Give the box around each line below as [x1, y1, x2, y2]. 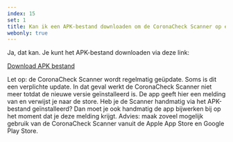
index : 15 [7, 10, 36, 17]
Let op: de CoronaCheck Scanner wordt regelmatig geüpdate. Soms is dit [7, 76, 217, 84]
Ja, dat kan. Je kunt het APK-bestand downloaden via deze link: [7, 48, 189, 57]
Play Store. [7, 127, 38, 135]
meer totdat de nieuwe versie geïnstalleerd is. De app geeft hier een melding [7, 90, 226, 98]
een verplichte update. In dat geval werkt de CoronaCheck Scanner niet [7, 82, 212, 91]
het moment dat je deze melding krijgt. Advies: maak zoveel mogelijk [7, 112, 203, 121]
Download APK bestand [7, 62, 75, 70]
